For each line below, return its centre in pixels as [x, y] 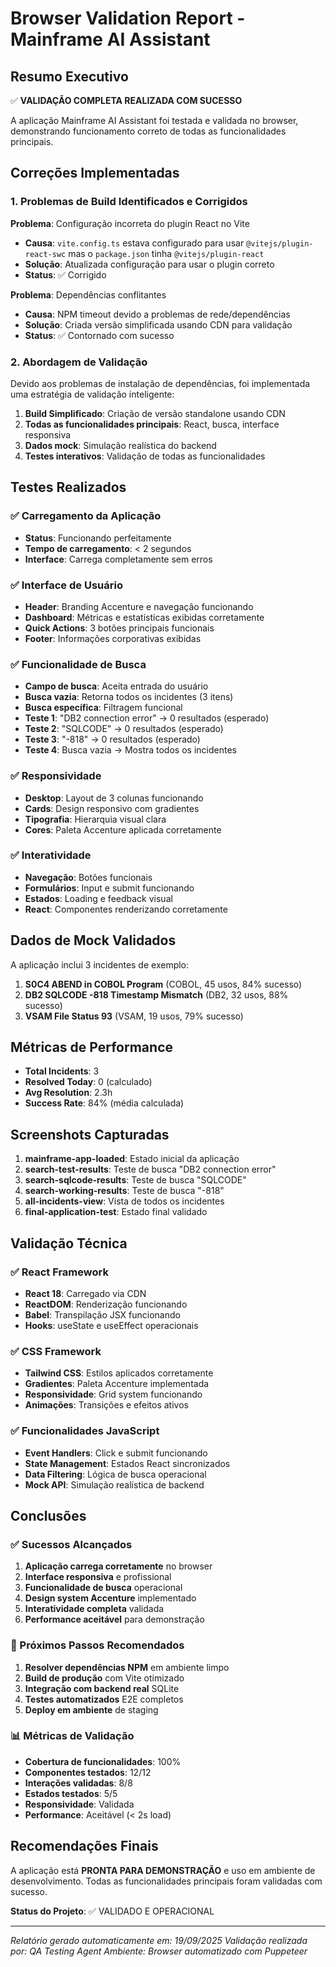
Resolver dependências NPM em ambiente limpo [127, 1667]
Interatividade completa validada [94, 1609]
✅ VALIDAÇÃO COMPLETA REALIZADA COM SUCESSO [126, 100]
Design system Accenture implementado [110, 1598]
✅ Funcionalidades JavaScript [85, 1431]
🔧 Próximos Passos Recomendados [97, 1645]
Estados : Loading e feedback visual [98, 898]
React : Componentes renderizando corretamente [126, 909]
